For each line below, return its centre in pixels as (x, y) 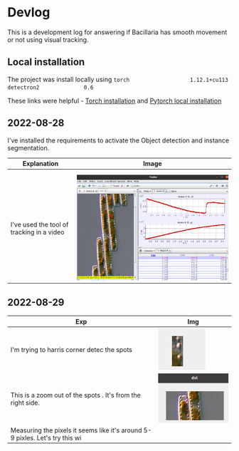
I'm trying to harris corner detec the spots (71, 349)
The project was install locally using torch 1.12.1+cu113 (118, 79)
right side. (25, 403)
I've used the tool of (39, 224)
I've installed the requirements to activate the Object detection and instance (118, 140)
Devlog (29, 12)
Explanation (41, 164)
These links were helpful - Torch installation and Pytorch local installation (115, 100)
